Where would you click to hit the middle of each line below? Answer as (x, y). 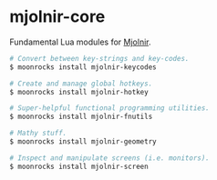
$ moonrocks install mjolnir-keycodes (83, 67)
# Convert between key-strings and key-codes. (99, 58)
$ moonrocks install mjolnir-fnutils (81, 117)
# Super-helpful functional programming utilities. (109, 108)
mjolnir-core (57, 17)
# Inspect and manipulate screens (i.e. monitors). (109, 158)
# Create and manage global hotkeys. (81, 84)
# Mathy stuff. (38, 134)
